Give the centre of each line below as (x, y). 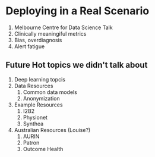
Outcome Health (43, 149)
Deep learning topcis (40, 79)
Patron (31, 142)
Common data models (50, 92)
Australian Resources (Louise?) (52, 130)
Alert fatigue (29, 46)
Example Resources (38, 105)
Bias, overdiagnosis (38, 40)
